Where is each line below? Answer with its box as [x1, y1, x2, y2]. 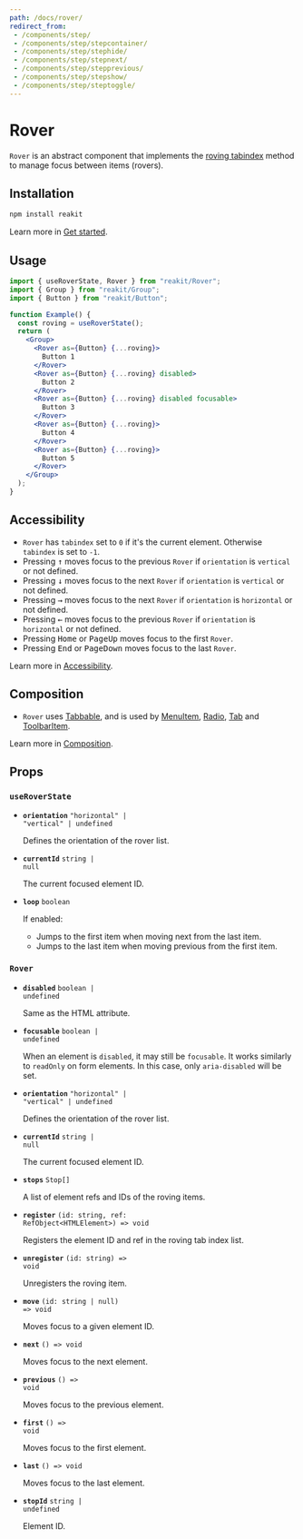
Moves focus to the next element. [22, 1356, 148, 1366]
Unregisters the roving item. [22, 1278, 127, 1288]
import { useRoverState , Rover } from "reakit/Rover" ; [9, 277, 221, 286]
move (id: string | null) [22, 1297, 120, 1306]
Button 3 [42, 403, 75, 412]
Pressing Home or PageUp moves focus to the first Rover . [22, 633, 234, 644]
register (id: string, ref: [22, 1210, 127, 1219]
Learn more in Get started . [9, 226, 108, 237]
